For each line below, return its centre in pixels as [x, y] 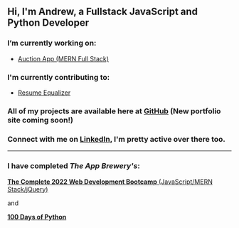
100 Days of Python [37, 217]
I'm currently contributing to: [59, 77]
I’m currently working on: [52, 43]
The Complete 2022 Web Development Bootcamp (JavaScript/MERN [110, 182]
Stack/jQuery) [28, 189]
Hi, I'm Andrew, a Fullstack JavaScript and [102, 12]
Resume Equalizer [44, 93]
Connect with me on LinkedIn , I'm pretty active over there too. [117, 139]
